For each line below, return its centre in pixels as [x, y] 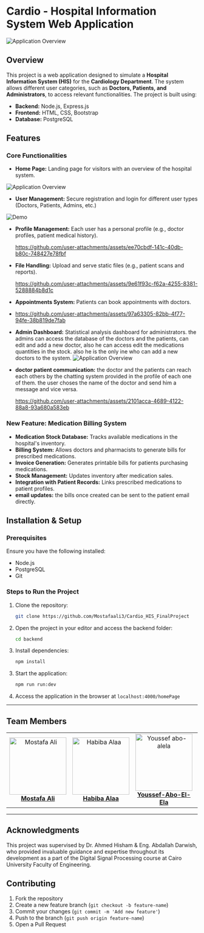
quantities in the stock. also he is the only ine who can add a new [97, 352]
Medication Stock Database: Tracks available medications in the [96, 436]
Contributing [31, 884]
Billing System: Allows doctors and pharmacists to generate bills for [100, 450]
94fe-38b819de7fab [40, 321]
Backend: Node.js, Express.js [52, 106]
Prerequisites [26, 538]
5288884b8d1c [34, 290]
